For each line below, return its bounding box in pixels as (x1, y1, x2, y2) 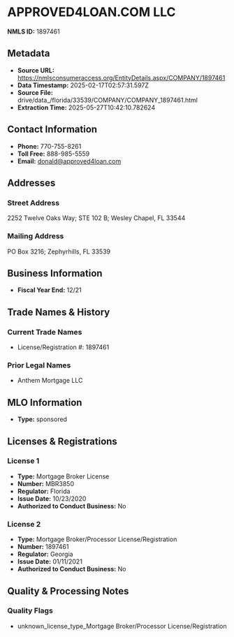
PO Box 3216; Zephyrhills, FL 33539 (7, 247, 110, 256)
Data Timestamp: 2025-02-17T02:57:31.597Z (17, 81, 149, 89)
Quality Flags (7, 606, 54, 615)
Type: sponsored (17, 415, 68, 423)
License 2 (7, 519, 41, 529)
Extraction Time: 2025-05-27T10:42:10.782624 (17, 103, 156, 112)
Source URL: (17, 66, 54, 74)
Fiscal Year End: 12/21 (17, 286, 82, 294)
